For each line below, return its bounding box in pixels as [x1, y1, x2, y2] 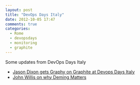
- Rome [10, 31, 24, 36]
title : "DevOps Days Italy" [5, 12, 65, 17]
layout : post [5, 7, 33, 13]
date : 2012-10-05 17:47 [5, 17, 56, 22]
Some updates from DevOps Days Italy [5, 59, 86, 65]
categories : [5, 26, 30, 31]
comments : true [5, 21, 37, 27]
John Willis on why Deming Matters [12, 74, 87, 80]
